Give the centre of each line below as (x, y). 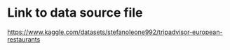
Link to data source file (75, 13)
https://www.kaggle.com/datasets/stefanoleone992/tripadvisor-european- (115, 32)
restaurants (24, 39)
